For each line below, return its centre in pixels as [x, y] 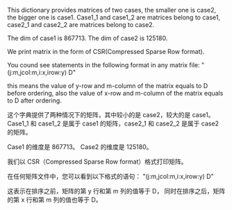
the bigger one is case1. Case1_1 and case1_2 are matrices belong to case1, [114, 17]
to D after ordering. [35, 100]
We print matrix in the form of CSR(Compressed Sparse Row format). [106, 52]
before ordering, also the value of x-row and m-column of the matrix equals [115, 93]
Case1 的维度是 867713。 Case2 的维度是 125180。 [80, 147]
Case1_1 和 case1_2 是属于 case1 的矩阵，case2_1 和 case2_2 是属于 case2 [113, 123]
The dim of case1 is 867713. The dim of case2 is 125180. [88, 38]
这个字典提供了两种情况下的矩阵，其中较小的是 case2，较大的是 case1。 [111, 115]
